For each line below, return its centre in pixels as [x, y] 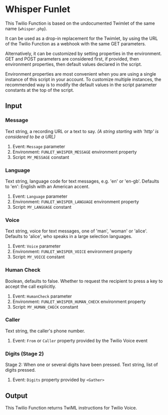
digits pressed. [21, 370]
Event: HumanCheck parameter [42, 296]
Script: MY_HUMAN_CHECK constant [45, 307]
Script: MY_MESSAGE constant [41, 157]
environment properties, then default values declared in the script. [73, 64]
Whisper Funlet [38, 9]
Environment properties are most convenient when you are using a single [81, 74]
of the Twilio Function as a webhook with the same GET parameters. [76, 43]
